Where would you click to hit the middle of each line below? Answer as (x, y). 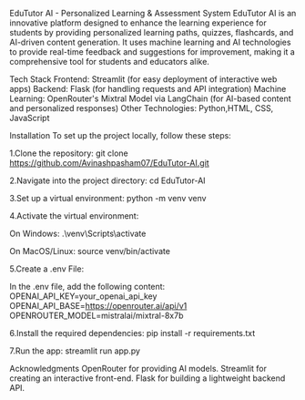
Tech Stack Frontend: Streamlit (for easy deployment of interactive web (143, 79)
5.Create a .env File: (47, 269)
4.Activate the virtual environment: (74, 216)
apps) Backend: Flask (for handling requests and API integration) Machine (148, 89)
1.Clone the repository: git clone (69, 153)
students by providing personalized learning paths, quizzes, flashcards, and (152, 32)
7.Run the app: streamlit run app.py (75, 351)
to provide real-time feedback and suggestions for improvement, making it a (152, 52)
